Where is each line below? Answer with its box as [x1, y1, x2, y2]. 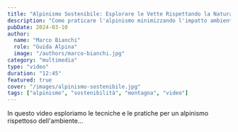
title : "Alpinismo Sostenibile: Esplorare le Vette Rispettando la [7, 10, 211, 18]
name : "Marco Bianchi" [13, 37, 81, 44]
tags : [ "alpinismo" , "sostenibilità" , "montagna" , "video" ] [7, 89, 189, 97]
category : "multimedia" [7, 57, 78, 64]
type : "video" [7, 63, 50, 70]
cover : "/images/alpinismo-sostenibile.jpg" [7, 83, 141, 90]
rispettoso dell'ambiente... [7, 116, 84, 125]
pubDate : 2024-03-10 [7, 23, 69, 31]
